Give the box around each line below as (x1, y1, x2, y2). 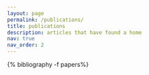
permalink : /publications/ (7, 16, 84, 23)
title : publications (7, 22, 66, 29)
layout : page (7, 10, 44, 17)
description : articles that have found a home (7, 29, 142, 36)
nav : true (7, 35, 36, 42)
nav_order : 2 (7, 42, 44, 48)
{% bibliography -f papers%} (7, 61, 89, 68)
